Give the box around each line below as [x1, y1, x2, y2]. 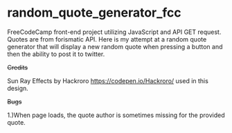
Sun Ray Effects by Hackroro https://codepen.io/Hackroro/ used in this [7, 76, 209, 85]
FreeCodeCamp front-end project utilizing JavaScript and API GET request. [7, 28, 222, 36]
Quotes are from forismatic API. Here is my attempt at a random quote [7, 35, 207, 43]
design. [7, 84, 29, 92]
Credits [7, 63, 28, 71]
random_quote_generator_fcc [7, 5, 181, 21]
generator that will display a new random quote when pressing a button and [7, 42, 223, 51]
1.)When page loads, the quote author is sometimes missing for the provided [7, 111, 225, 119]
